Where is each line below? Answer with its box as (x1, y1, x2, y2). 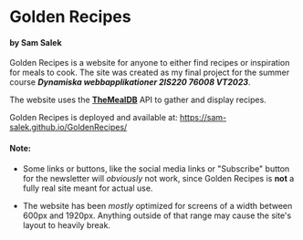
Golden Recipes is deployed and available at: (9, 112, 178, 123)
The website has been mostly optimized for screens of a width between (22, 200, 293, 211)
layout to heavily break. (22, 219, 111, 230)
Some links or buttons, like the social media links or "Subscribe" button (22, 162, 290, 174)
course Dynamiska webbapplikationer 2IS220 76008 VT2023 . (9, 77, 251, 88)
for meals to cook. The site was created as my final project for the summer (9, 67, 290, 78)
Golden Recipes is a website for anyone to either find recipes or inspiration (9, 57, 290, 68)
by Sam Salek (9, 37, 62, 47)
